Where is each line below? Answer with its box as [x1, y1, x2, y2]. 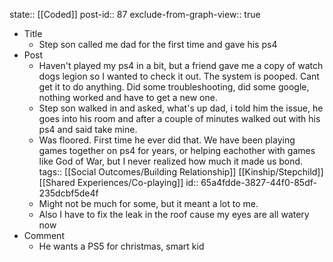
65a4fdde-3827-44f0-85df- [200, 177, 317, 188]
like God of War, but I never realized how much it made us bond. [38, 155, 304, 167]
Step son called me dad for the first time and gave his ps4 [38, 39, 278, 50]
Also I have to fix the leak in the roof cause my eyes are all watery [38, 209, 310, 220]
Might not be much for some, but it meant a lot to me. [38, 198, 259, 209]
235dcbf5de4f [38, 187, 99, 199]
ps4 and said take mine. [38, 124, 138, 135]
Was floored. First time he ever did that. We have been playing [38, 134, 296, 146]
